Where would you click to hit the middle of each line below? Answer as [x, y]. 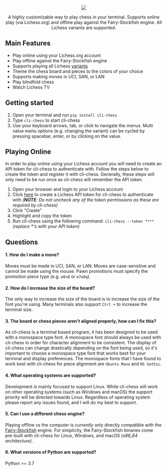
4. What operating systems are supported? [51, 375]
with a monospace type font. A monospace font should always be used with [83, 337]
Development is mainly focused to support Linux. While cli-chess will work [82, 386]
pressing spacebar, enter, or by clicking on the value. [67, 136]
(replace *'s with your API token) [46, 227]
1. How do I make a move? [32, 255]
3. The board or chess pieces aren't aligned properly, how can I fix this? [81, 321]
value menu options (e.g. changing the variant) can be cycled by [79, 131]
